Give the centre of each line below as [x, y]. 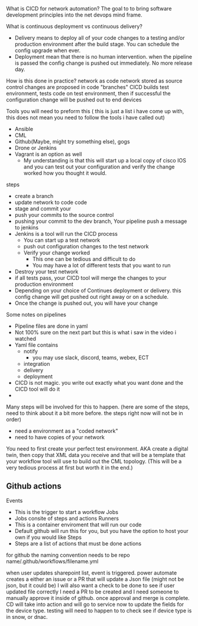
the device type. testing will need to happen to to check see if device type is [99, 611]
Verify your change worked [57, 253]
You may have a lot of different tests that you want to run [101, 265]
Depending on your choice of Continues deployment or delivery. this [98, 290]
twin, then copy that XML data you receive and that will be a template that [96, 455]
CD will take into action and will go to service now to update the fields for [95, 604]
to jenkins [27, 227]
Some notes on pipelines [36, 314]
